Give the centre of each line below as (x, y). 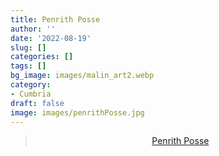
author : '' (33, 29)
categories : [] (42, 57)
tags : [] (28, 66)
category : (31, 85)
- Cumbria (31, 94)
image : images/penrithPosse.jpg (77, 112)
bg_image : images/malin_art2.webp (82, 76)
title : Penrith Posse (55, 19)
